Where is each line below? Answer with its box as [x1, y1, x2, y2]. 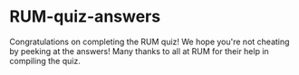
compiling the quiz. [9, 55, 82, 66]
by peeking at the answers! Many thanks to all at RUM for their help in [9, 45, 269, 56]
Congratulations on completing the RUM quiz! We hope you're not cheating [9, 36, 290, 47]
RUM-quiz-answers [9, 6, 161, 27]
